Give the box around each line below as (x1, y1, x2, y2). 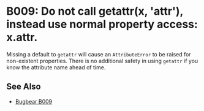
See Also (6, 82, 41, 92)
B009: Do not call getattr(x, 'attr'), (6, 4, 184, 18)
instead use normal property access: (6, 17, 198, 31)
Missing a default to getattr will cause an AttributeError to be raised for (6, 50, 191, 58)
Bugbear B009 (15, 98, 53, 105)
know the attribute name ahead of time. (6, 63, 106, 71)
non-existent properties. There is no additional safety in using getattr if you (6, 57, 198, 64)
